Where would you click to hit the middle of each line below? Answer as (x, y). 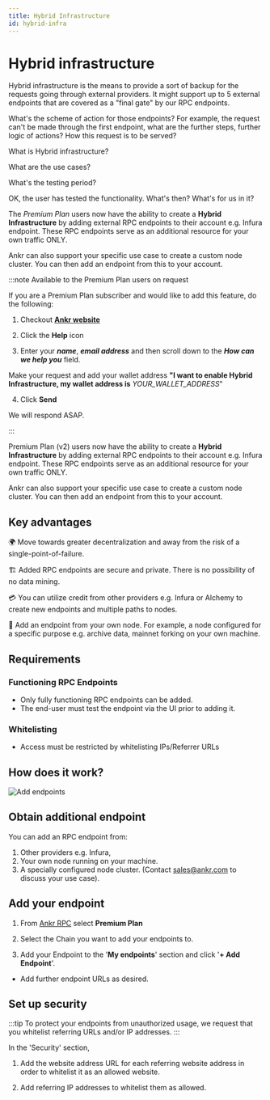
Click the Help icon (52, 336)
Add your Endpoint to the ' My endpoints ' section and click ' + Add (130, 954)
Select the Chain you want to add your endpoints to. (107, 938)
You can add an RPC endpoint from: (68, 836)
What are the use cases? (50, 167)
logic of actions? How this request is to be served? (93, 136)
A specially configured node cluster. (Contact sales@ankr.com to (128, 869)
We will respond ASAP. (46, 415)
